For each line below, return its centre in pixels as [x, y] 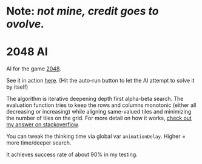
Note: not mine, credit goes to [82, 11]
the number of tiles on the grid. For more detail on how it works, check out [99, 118]
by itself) [17, 87]
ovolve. [25, 24]
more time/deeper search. [39, 143]
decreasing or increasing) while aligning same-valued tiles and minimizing [99, 112]
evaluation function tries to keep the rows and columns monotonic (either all [101, 105]
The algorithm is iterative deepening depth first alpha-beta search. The [95, 99]
